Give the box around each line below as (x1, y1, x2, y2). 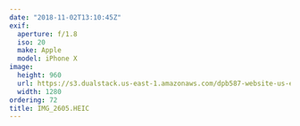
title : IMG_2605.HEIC (9, 104, 90, 113)
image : (9, 63, 34, 72)
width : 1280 (17, 87, 62, 96)
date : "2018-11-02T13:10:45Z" (9, 12, 122, 22)
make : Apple (17, 46, 62, 55)
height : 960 (17, 71, 62, 80)
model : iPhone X (17, 54, 78, 63)
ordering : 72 (9, 95, 58, 105)
